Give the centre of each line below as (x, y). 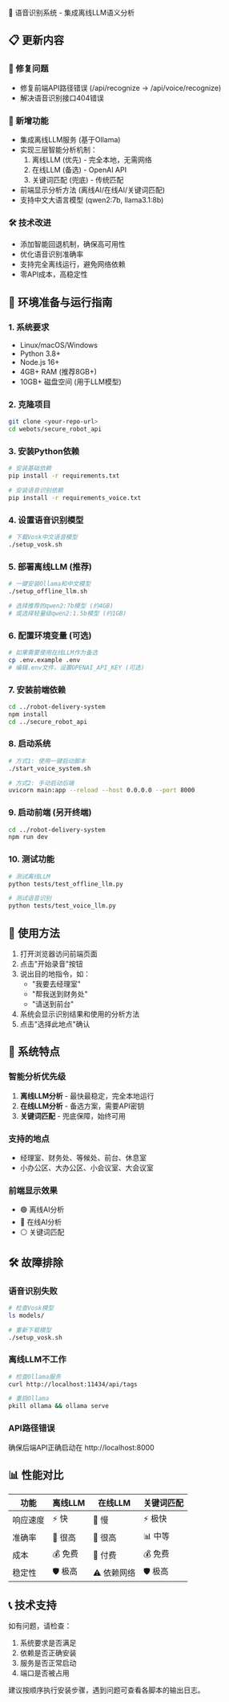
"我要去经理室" (56, 984)
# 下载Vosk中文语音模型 (43, 538)
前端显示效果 (33, 1190)
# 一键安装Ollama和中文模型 (50, 584)
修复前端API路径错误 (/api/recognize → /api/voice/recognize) (121, 88)
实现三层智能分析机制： (58, 149)
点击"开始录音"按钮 (51, 964)
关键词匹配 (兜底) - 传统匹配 (78, 179)
